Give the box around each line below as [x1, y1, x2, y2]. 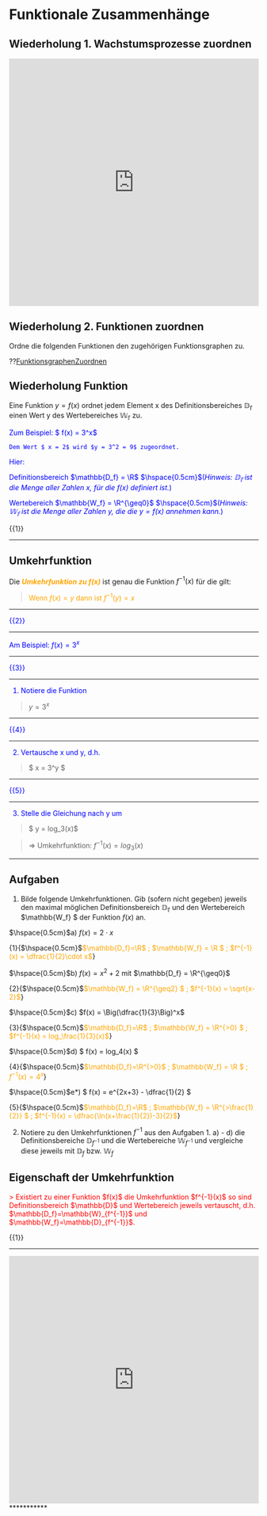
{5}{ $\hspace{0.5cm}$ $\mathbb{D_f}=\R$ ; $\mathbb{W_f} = [9, 1103, 211, 1112]
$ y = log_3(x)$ [28, 824, 78, 833]
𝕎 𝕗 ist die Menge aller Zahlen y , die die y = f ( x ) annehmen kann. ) [9, 507, 224, 518]
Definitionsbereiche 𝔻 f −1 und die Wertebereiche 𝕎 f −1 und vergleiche [20, 1136, 244, 1148]
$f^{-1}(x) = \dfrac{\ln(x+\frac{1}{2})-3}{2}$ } [34, 1110, 181, 1120]
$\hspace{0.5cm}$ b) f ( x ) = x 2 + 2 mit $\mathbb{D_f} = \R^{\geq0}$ [9, 967, 231, 977]
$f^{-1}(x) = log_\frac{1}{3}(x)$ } [9, 1031, 113, 1041]
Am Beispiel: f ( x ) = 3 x [9, 638, 80, 649]
